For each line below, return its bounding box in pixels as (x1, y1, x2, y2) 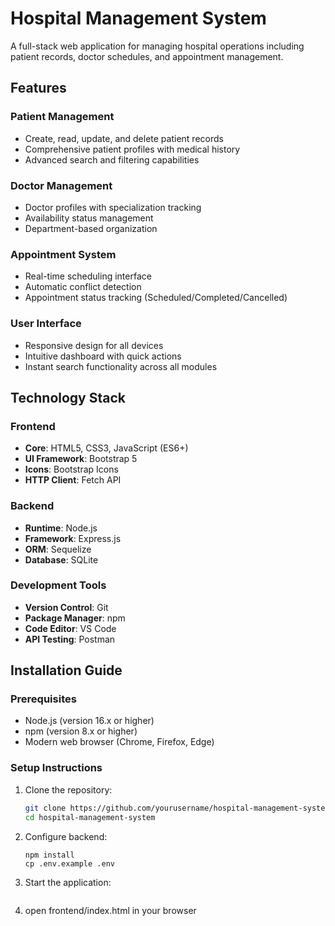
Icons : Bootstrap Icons (24, 463, 119, 476)
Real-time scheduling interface (24, 270, 152, 282)
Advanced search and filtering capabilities (24, 153, 200, 166)
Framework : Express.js (24, 532, 122, 544)
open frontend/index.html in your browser (24, 904, 197, 916)
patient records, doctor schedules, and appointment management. (10, 50, 284, 62)
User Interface (10, 317, 82, 331)
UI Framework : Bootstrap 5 (24, 453, 138, 465)
